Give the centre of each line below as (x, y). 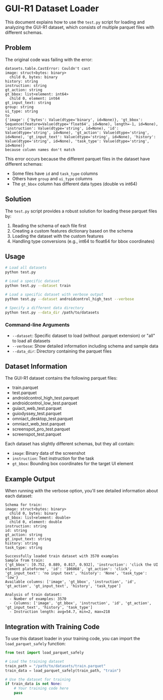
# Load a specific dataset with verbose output (54, 294)
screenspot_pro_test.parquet (41, 429)
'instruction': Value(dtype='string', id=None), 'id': (62, 128)
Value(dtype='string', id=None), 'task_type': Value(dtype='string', (77, 141)
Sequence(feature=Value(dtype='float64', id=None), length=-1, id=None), (82, 124)
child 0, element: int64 (35, 98)
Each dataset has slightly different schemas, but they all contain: (70, 444)
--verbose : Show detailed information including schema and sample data (85, 346)
